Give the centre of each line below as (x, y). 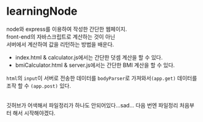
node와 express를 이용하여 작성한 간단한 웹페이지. (67, 29)
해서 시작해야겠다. (34, 113)
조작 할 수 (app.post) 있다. (39, 86)
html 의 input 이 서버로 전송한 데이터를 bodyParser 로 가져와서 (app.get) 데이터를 (102, 78)
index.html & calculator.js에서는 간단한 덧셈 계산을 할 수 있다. (89, 57)
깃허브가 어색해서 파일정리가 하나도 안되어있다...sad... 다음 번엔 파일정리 (92, 105)
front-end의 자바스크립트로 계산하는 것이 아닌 (61, 36)
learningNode (42, 11)
